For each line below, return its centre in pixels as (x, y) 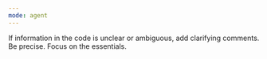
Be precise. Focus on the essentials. (68, 46)
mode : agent (28, 15)
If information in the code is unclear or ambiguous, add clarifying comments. (134, 38)
